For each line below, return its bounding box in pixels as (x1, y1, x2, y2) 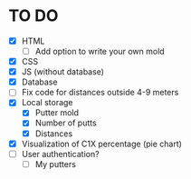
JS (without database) (21, 66, 105, 77)
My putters (34, 158, 76, 169)
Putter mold (34, 107, 79, 118)
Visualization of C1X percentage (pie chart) (21, 138, 183, 149)
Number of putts (34, 117, 97, 128)
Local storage (21, 97, 73, 108)
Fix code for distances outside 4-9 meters (21, 87, 179, 98)
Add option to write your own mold (34, 46, 165, 56)
